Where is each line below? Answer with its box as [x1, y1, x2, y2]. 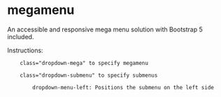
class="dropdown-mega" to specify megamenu [20, 59, 149, 66]
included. [7, 32, 34, 40]
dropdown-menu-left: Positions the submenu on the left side [32, 84, 215, 91]
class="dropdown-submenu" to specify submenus [20, 72, 158, 79]
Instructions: [7, 46, 43, 54]
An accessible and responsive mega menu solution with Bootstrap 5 [7, 25, 203, 33]
